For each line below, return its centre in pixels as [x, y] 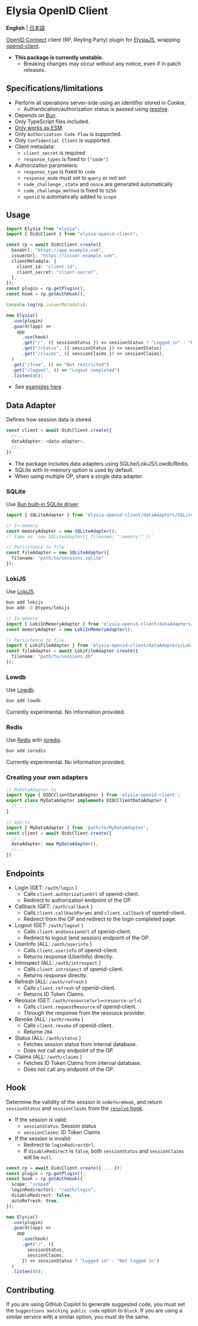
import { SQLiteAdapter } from [44, 515]
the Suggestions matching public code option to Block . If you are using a [94, 1311]
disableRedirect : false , [42, 1195]
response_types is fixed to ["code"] [66, 159]
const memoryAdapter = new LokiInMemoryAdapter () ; [70, 629]
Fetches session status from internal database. [80, 1044]
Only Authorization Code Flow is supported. [68, 134]
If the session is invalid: [43, 1138]
